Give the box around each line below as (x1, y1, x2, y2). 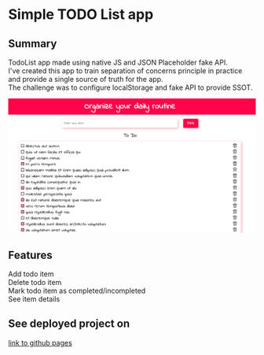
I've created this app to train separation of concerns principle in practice (8, 66, 243, 76)
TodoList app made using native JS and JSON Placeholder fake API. (8, 57, 228, 67)
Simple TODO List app (8, 6, 154, 24)
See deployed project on (8, 317, 130, 331)
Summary (8, 37, 57, 50)
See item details (8, 294, 60, 304)
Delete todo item (8, 277, 62, 287)
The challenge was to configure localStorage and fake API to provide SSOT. (8, 83, 253, 92)
